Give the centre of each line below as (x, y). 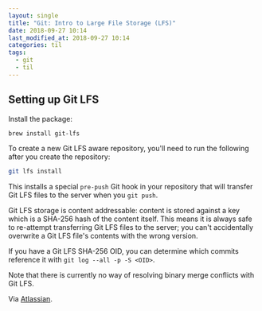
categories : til (35, 45)
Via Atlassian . (31, 299)
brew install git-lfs (44, 133)
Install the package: (41, 119)
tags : (17, 52)
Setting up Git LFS (54, 100)
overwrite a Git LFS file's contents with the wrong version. (103, 236)
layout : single (33, 16)
